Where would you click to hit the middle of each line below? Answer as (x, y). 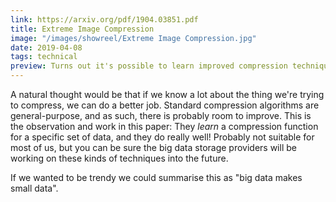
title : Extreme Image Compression (82, 29)
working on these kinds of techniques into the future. (119, 158)
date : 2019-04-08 (46, 47)
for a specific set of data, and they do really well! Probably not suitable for (162, 137)
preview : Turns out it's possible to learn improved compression (149, 66)
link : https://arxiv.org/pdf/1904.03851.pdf (104, 19)
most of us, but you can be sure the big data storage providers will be (153, 147)
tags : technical (44, 57)
